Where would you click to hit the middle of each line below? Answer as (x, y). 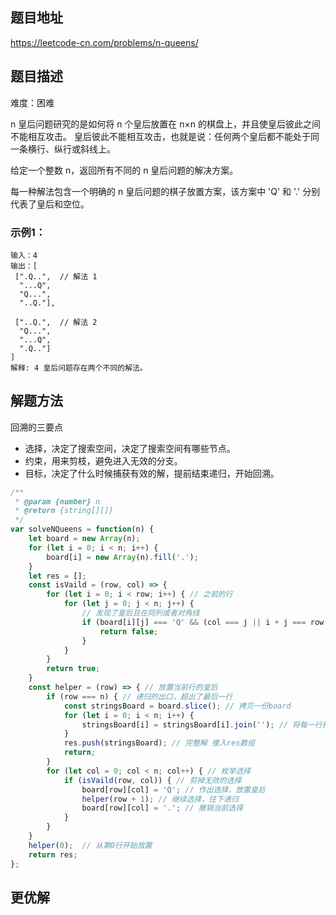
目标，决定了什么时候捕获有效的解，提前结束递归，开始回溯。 (152, 473)
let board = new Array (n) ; (84, 539)
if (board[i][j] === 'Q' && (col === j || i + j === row (203, 622)
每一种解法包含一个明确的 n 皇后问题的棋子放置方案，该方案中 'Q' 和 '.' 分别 (165, 191)
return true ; (73, 669)
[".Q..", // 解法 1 (56, 276)
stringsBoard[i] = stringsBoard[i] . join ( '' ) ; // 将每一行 (202, 724)
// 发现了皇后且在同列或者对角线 (140, 613)
